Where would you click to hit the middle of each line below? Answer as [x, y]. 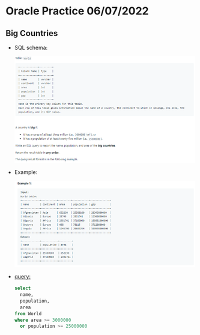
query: [23, 277]
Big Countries [32, 33]
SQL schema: [31, 47]
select [23, 288]
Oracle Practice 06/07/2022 [77, 11]
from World [28, 313]
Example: [26, 172]
